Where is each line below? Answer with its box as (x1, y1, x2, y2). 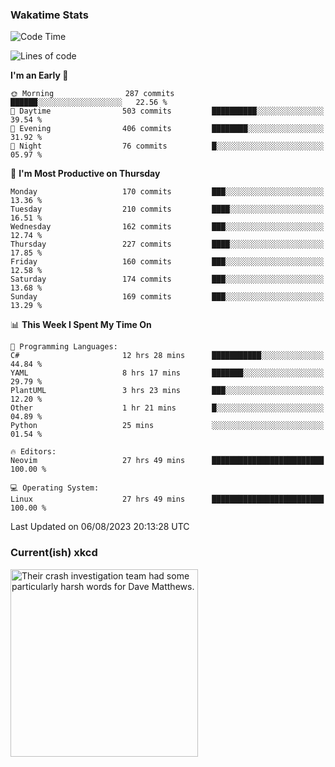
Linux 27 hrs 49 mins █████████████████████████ (10, 494, 325, 505)
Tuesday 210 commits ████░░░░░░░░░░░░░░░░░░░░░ (10, 204, 325, 215)
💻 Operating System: (10, 483, 100, 493)
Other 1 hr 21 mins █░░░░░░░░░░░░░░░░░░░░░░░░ (10, 403, 325, 413)
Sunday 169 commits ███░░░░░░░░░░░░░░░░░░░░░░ (10, 292, 325, 302)
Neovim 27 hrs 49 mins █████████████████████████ (10, 456, 325, 466)
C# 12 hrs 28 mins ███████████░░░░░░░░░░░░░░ (10, 351, 325, 361)
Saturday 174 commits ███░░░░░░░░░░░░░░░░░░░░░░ (10, 274, 325, 285)
